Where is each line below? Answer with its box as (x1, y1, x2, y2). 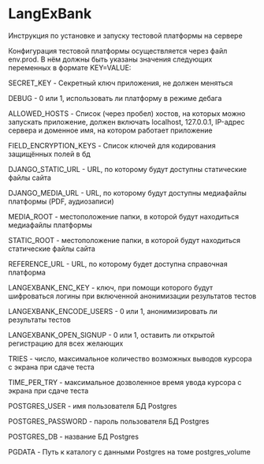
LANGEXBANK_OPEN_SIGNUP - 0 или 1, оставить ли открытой (8, 330, 215, 339)
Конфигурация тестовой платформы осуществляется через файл (8, 46, 228, 55)
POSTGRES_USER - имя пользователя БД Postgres (8, 401, 177, 410)
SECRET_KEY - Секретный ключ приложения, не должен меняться (8, 78, 233, 88)
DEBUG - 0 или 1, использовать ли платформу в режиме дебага (8, 93, 222, 103)
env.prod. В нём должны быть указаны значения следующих (8, 54, 213, 64)
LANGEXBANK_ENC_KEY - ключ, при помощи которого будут (8, 283, 214, 292)
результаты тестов (8, 315, 71, 324)
